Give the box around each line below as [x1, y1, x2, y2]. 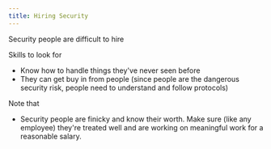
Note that [8, 98, 40, 108]
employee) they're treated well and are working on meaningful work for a [19, 122, 264, 132]
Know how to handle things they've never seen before [19, 66, 201, 75]
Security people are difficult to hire [8, 34, 125, 44]
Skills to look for [8, 49, 62, 59]
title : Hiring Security [8, 11, 89, 20]
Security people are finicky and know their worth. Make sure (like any [19, 114, 252, 124]
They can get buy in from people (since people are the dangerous [19, 74, 240, 83]
